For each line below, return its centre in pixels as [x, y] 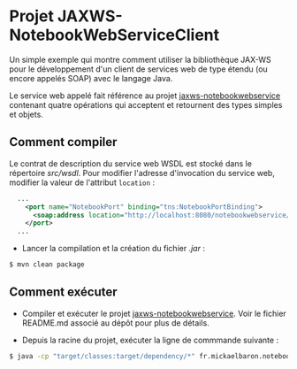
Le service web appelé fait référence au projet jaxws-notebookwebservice [145, 96]
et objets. [27, 114]
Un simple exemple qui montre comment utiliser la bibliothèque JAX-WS [140, 59]
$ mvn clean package [47, 265]
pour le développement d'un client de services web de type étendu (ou [138, 69]
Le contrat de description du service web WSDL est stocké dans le [130, 163]
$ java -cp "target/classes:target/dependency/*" [103, 356]
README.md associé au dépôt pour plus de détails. [115, 323]
